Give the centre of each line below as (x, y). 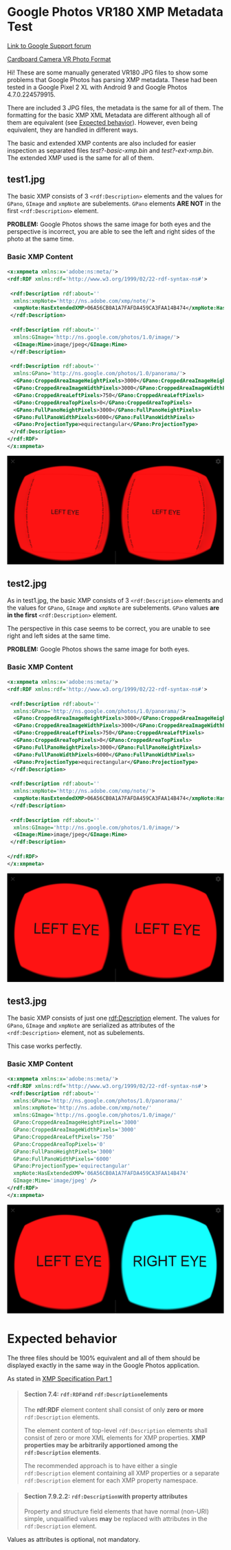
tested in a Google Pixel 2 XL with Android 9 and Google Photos (97, 87)
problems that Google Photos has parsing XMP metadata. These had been (112, 79)
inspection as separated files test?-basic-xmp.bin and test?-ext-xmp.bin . (110, 150)
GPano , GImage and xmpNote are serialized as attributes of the (91, 1025)
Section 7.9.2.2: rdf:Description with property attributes (106, 1496)
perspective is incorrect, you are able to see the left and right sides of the (111, 231)
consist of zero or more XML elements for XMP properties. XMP (114, 1438)
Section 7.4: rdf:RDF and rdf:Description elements (96, 1394)
